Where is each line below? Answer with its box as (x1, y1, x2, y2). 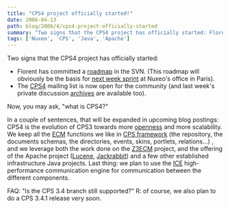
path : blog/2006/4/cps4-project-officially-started (7, 23, 157, 29)
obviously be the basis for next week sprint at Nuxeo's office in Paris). (16, 74, 215, 83)
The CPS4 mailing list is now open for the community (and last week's (16, 82, 215, 90)
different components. (7, 173, 70, 182)
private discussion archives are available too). (16, 89, 146, 98)
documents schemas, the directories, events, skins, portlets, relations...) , (7, 137, 214, 145)
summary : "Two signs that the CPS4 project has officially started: (7, 29, 207, 36)
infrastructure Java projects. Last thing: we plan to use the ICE (7, 159, 183, 167)
